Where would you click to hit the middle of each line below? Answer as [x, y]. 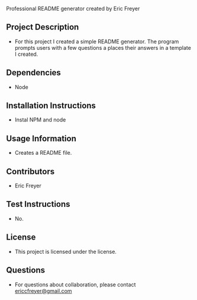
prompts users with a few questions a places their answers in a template [103, 47]
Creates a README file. [43, 153]
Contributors [30, 171]
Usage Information [41, 138]
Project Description [43, 27]
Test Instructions [38, 204]
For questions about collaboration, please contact [75, 285]
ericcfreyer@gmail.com [43, 291]
